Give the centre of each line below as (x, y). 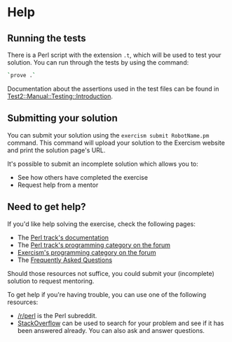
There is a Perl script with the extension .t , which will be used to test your (114, 55)
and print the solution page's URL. (56, 150)
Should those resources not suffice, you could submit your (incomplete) (111, 273)
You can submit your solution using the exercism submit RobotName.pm (108, 135)
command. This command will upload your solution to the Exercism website (116, 143)
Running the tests (47, 38)
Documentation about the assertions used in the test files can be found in (113, 88)
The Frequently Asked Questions (65, 260)
